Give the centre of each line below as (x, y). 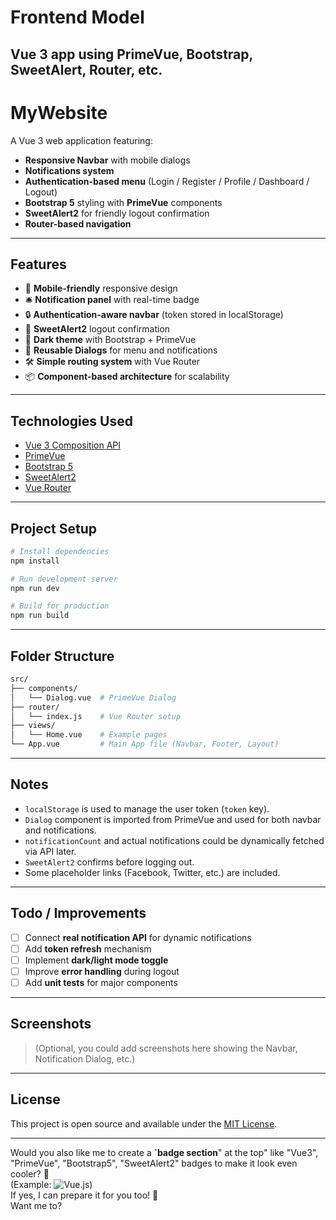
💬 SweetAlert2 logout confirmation (97, 329)
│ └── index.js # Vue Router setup (96, 716)
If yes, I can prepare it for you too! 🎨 (84, 1195)
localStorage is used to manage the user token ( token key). (147, 808)
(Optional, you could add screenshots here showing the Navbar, (166, 1048)
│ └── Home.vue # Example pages (89, 735)
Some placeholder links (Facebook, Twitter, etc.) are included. (152, 872)
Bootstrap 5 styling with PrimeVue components (123, 202)
